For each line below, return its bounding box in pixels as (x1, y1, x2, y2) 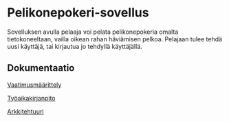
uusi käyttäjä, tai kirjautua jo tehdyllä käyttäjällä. (7, 42, 142, 50)
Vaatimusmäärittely (7, 81, 62, 89)
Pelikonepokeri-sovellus (7, 5, 149, 21)
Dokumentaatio (7, 62, 75, 74)
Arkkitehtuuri (7, 107, 44, 115)
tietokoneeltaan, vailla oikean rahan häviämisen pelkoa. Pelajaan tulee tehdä (7, 34, 222, 43)
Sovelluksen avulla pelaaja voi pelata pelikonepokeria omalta (7, 28, 179, 36)
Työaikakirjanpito (7, 94, 56, 102)
